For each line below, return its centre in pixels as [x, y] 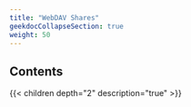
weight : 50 [30, 34]
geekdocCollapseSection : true [67, 26]
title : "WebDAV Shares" [55, 18]
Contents [36, 71]
